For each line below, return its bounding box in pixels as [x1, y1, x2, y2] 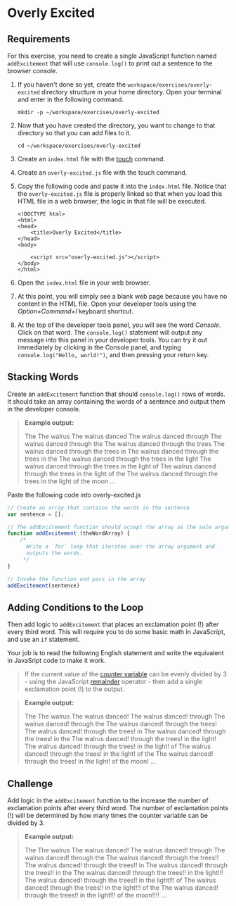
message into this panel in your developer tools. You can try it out [17, 336, 208, 344]
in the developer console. [7, 404, 81, 413]
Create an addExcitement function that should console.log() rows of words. [7, 390, 225, 398]
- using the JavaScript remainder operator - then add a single [24, 678, 202, 686]
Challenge [7, 777, 53, 790]
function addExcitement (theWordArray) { [7, 530, 131, 537]
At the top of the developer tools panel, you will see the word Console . [17, 321, 221, 329]
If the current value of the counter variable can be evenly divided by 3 [24, 670, 227, 678]
